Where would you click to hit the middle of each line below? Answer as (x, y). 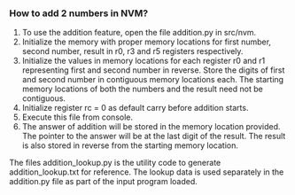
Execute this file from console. (78, 117)
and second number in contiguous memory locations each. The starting (153, 80)
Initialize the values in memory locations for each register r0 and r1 (144, 61)
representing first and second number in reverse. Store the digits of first (153, 70)
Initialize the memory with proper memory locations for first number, (147, 42)
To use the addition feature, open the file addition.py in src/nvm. (139, 33)
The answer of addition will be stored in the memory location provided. (151, 127)
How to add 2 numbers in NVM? (79, 13)
